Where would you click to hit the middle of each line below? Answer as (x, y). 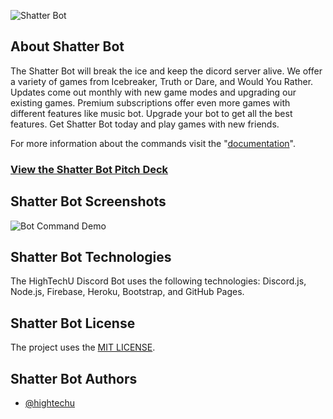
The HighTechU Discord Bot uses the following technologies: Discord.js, (158, 281)
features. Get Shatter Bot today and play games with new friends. (145, 124)
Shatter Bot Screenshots (88, 201)
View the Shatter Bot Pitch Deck (89, 169)
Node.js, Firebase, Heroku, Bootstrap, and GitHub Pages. (127, 292)
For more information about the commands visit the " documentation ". (153, 143)
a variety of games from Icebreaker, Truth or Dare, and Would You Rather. (162, 81)
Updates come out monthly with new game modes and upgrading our (153, 92)
